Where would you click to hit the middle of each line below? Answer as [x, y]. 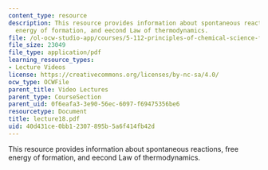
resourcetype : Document [48, 112]
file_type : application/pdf [55, 52]
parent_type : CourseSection [55, 97]
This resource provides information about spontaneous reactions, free [124, 149]
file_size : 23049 [37, 45]
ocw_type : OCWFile [39, 82]
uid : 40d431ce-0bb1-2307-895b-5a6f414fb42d [82, 126]
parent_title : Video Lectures [59, 89]
